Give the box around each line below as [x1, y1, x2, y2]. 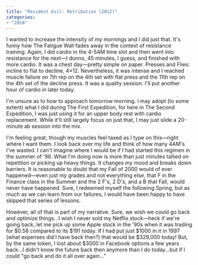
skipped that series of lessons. [6, 197, 81, 204]
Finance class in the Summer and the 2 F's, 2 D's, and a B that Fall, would [6, 178, 185, 185]
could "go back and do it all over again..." [6, 253, 106, 260]
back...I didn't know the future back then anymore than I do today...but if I [6, 246, 186, 253]
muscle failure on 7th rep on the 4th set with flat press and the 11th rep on [6, 73, 186, 80]
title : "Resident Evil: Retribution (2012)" [6, 8, 118, 15]
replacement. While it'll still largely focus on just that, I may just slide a [6, 117, 177, 124]
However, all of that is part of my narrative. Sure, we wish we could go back [6, 208, 190, 216]
